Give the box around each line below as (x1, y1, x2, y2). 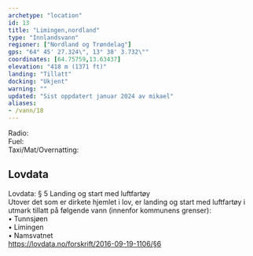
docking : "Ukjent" (8, 77, 68, 85)
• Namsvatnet (8, 230, 53, 240)
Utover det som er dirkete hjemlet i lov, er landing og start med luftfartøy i (8, 197, 246, 206)
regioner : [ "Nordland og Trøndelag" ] (8, 41, 132, 49)
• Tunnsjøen (8, 213, 49, 223)
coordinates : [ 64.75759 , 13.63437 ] (8, 56, 122, 64)
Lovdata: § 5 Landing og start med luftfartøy (8, 188, 151, 198)
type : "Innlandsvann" (8, 33, 79, 42)
